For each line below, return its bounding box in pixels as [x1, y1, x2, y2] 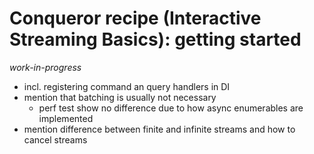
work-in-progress [9, 61, 82, 73]
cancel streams [23, 133, 88, 146]
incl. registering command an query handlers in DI [23, 80, 231, 92]
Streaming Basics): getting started [9, 28, 302, 51]
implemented [38, 112, 94, 124]
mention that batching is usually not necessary [23, 91, 217, 103]
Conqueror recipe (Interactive [9, 7, 262, 30]
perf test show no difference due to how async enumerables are [38, 102, 304, 114]
